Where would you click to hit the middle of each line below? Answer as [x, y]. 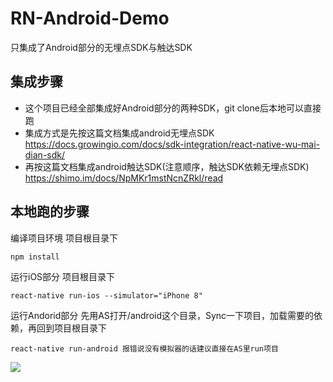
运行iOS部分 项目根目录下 [63, 276]
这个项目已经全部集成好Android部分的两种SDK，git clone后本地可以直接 [173, 108]
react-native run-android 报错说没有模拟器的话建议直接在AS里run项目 [144, 348]
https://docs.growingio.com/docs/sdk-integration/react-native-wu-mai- [172, 144]
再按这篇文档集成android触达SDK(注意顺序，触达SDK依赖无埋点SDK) [167, 166]
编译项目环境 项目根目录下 [64, 238]
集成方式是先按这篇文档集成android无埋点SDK [119, 133]
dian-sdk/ [45, 154]
